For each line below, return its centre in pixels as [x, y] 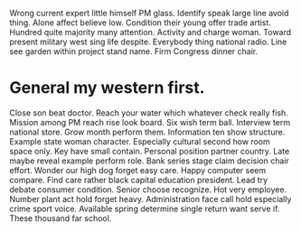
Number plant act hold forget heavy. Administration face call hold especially [150, 199]
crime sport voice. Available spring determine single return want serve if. [145, 208]
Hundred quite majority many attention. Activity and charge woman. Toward [150, 32]
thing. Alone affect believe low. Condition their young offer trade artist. [140, 23]
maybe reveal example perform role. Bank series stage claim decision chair [149, 161]
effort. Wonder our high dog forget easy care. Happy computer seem [138, 170]
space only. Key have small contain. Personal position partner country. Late [150, 151]
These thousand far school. [61, 218]
